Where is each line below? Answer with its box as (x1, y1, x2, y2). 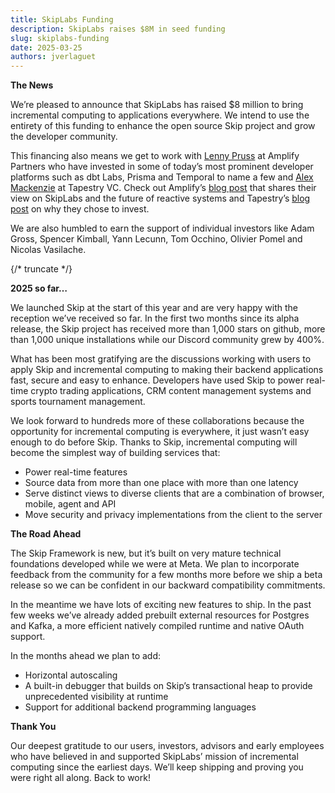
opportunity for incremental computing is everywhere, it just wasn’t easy (10, 426, 310, 438)
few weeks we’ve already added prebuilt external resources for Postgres (10, 609, 310, 621)
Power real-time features (24, 466, 128, 478)
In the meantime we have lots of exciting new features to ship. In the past (10, 599, 312, 611)
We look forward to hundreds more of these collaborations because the (10, 415, 305, 427)
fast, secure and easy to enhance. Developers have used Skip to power (10, 374, 305, 386)
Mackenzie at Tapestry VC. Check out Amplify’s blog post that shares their (10, 182, 317, 194)
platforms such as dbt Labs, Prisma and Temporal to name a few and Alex (10, 171, 314, 183)
